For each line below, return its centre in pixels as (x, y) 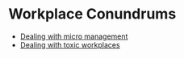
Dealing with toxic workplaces (70, 44)
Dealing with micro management (74, 36)
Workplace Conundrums (92, 14)
